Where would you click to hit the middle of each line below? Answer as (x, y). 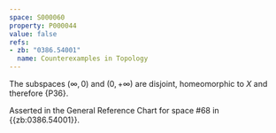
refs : (19, 42)
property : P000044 (43, 26)
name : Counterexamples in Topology (83, 59)
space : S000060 (37, 17)
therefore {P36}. (39, 93)
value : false (33, 34)
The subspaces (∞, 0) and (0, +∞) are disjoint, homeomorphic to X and (138, 84)
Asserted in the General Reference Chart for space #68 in (114, 110)
